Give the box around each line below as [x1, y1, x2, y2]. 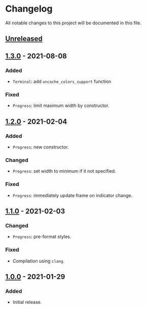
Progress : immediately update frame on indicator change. [12, 192, 133, 198]
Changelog [5, 3, 53, 15]
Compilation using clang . [12, 258, 65, 264]
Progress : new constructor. [12, 144, 69, 150]
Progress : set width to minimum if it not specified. [12, 168, 116, 174]
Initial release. [12, 299, 42, 305]
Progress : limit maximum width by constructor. [12, 102, 109, 109]
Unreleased [5, 34, 43, 43]
